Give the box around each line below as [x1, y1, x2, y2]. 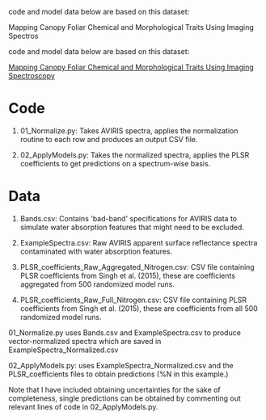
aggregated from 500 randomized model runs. [19, 279, 175, 289]
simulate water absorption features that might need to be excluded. [19, 222, 245, 232]
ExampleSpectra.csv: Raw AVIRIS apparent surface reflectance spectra [19, 237, 258, 247]
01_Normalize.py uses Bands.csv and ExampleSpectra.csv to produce [8, 327, 241, 338]
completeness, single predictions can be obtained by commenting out [8, 393, 241, 403]
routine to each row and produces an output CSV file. [19, 134, 198, 144]
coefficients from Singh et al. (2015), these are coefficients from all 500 [19, 303, 259, 313]
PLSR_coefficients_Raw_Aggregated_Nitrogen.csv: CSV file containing [19, 262, 255, 271]
